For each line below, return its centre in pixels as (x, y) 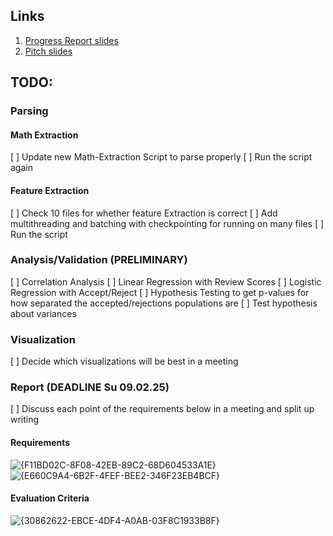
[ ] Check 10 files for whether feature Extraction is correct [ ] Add (144, 213)
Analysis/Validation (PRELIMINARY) (99, 260)
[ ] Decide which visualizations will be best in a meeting (124, 361)
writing (25, 420)
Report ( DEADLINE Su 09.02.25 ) (90, 387)
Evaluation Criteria (50, 498)
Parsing (29, 111)
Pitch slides (48, 51)
